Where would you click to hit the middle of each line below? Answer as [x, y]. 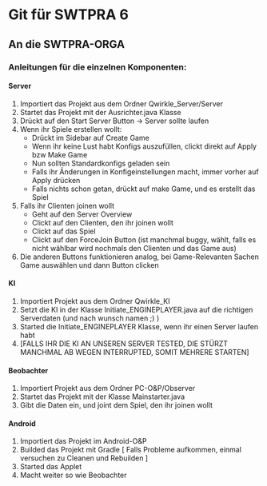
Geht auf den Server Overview [82, 214]
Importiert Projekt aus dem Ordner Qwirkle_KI [95, 301]
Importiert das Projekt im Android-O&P [83, 441]
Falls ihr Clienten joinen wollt [67, 205]
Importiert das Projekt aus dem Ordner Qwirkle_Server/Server [122, 104]
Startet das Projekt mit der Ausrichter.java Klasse [100, 112]
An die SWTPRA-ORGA [67, 44]
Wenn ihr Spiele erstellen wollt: [71, 129]
